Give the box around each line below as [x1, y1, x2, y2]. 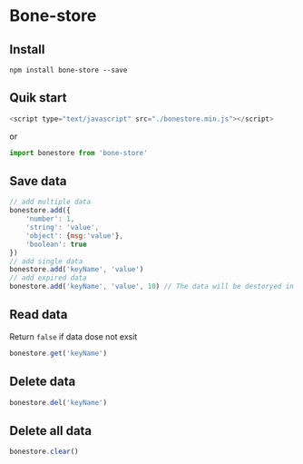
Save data [9, 173, 67, 189]
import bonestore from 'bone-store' [9, 148, 148, 157]
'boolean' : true [25, 240, 88, 249]
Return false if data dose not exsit [9, 331, 138, 341]
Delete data [9, 374, 76, 390]
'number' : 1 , [25, 214, 75, 223]
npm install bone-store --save [9, 65, 128, 74]
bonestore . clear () [9, 447, 79, 457]
